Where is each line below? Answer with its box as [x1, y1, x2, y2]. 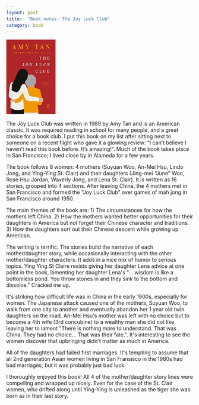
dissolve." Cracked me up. [6, 282, 71, 289]
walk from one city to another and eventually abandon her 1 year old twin [6, 306, 185, 313]
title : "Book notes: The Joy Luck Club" [6, 16, 110, 22]
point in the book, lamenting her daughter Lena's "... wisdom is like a [6, 269, 173, 276]
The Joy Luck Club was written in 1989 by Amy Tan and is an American [6, 120, 180, 128]
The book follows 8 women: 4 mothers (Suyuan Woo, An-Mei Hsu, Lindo [6, 163, 184, 171]
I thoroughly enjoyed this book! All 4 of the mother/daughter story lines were [6, 373, 193, 381]
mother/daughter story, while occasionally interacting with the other [6, 250, 172, 257]
